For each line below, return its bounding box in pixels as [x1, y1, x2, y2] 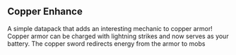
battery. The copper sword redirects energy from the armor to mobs [7, 39, 206, 48]
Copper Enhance [7, 6, 83, 18]
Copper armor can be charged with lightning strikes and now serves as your [7, 32, 229, 40]
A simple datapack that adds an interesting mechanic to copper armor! [7, 24, 213, 32]
